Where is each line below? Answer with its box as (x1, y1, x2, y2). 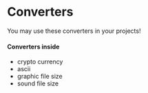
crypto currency (17, 57, 63, 66)
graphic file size (17, 72, 63, 81)
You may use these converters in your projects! (7, 27, 141, 35)
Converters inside (7, 42, 60, 51)
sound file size (17, 79, 59, 88)
